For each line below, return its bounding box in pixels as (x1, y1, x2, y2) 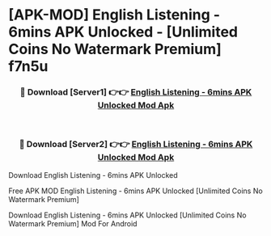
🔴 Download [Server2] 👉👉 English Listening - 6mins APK (19, 139, 253, 150)
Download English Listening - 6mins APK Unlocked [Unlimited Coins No (8, 210, 247, 220)
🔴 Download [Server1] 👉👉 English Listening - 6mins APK (19, 86, 252, 98)
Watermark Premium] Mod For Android (8, 218, 138, 228)
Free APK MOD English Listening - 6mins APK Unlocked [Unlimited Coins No (8, 186, 263, 196)
